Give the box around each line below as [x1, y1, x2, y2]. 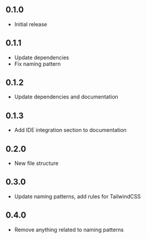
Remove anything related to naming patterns [14, 226, 124, 233]
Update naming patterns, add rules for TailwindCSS [14, 192, 141, 200]
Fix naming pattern [14, 60, 61, 68]
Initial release [14, 20, 47, 27]
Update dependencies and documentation [14, 93, 119, 100]
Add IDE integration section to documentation [14, 127, 127, 134]
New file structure [14, 160, 59, 167]
